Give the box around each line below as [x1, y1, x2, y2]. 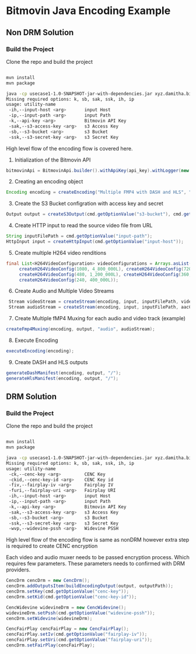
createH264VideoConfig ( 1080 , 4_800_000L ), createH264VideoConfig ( [19, 266, 184, 272]
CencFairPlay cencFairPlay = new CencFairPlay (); [6, 626, 129, 632]
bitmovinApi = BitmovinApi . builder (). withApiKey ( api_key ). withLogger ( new [6, 167, 190, 173]
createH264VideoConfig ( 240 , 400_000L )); [19, 277, 118, 283]
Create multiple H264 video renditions [14, 249, 107, 256]
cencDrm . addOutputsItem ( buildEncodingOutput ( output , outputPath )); [6, 583, 174, 589]
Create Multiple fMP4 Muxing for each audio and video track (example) [14, 315, 185, 322]
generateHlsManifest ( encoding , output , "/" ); [6, 375, 118, 381]
